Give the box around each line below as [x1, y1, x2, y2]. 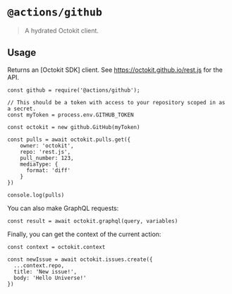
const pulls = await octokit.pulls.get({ [7, 136, 131, 143]
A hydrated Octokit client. [24, 26, 99, 35]
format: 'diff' [25, 166, 71, 174]
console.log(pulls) [7, 191, 65, 199]
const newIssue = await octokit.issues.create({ [7, 256, 153, 263]
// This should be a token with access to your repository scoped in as [7, 99, 226, 106]
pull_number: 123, [20, 154, 74, 161]
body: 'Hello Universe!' [13, 274, 87, 281]
